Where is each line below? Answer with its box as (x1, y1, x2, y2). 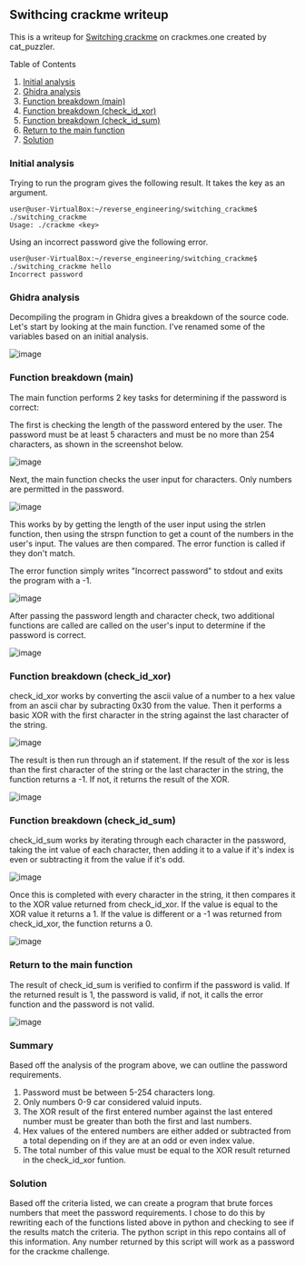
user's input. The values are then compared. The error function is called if (9, 538, 286, 549)
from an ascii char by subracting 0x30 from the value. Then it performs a (9, 700, 282, 711)
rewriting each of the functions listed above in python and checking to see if (9, 1217, 295, 1228)
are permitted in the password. (9, 483, 124, 494)
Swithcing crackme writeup (9, 7, 169, 23)
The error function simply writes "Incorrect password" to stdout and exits (9, 565, 283, 576)
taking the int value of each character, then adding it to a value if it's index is (9, 844, 295, 855)
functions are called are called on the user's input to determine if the (9, 620, 266, 631)
